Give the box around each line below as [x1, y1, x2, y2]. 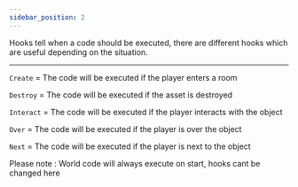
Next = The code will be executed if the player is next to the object [9, 141, 251, 152]
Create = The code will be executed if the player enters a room [9, 72, 238, 82]
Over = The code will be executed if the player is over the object [9, 123, 242, 134]
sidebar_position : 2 [9, 12, 86, 22]
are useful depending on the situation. [9, 46, 148, 58]
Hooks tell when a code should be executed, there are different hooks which [9, 37, 288, 48]
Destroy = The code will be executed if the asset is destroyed [9, 90, 233, 100]
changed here [9, 168, 60, 178]
